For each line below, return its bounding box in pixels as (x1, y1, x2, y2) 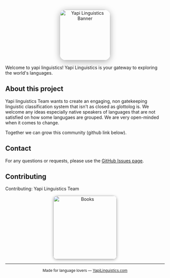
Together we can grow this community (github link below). (5, 129, 127, 135)
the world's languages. (5, 70, 53, 76)
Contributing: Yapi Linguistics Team (5, 186, 79, 192)
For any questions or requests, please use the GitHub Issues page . (5, 157, 144, 164)
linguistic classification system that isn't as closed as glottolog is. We (5, 103, 149, 110)
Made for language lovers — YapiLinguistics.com (42, 268, 127, 273)
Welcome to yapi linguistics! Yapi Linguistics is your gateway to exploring (5, 64, 158, 71)
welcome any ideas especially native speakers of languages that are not (5, 109, 156, 115)
